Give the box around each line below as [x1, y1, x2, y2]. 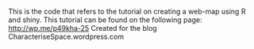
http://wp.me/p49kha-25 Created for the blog [8, 24, 157, 32]
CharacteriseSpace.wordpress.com [8, 32, 125, 41]
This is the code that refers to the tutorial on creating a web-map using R [8, 7, 246, 16]
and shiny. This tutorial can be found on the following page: [8, 15, 202, 24]
